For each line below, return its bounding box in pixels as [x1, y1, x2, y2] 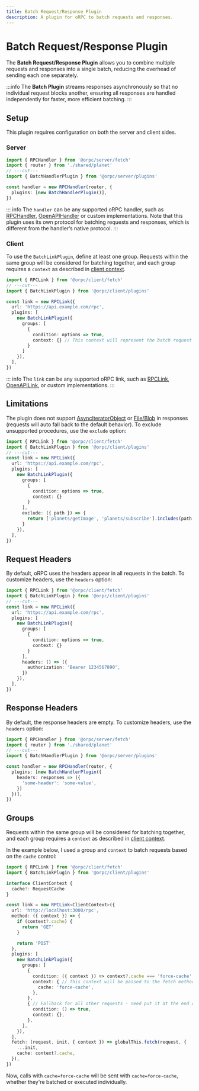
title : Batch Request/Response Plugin [6, 8, 102, 15]
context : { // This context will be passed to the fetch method [32, 979, 195, 984]
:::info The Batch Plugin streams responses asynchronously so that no [6, 83, 178, 91]
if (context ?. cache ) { [17, 919, 73, 925]
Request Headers [6, 554, 72, 564]
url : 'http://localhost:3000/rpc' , [11, 907, 99, 913]
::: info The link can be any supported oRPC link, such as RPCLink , [6, 375, 170, 382]
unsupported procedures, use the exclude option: [6, 427, 127, 434]
